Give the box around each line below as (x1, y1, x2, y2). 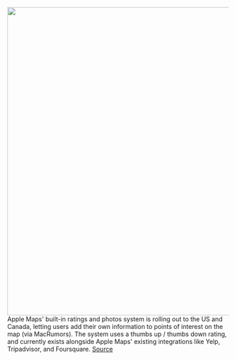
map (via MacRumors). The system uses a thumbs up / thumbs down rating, (7, 330, 227, 338)
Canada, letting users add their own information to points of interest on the (7, 323, 223, 330)
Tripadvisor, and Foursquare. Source (7, 345, 114, 353)
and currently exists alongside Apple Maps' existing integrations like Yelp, (7, 337, 221, 345)
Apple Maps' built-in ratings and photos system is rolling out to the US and (7, 315, 223, 323)
